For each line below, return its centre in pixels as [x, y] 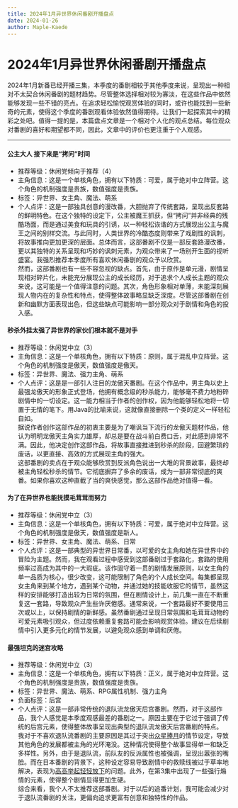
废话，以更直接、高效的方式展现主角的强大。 [83, 454]
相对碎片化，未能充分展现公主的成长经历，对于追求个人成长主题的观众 [126, 277]
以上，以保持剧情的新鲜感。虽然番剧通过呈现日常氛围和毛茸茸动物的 [129, 612]
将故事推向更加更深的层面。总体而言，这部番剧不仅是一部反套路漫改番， [123, 242]
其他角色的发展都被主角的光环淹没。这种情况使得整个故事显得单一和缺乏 [123, 744]
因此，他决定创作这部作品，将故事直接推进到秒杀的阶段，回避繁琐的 [129, 444]
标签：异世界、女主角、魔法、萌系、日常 [76, 541]
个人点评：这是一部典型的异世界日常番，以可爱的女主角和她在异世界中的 [123, 550]
